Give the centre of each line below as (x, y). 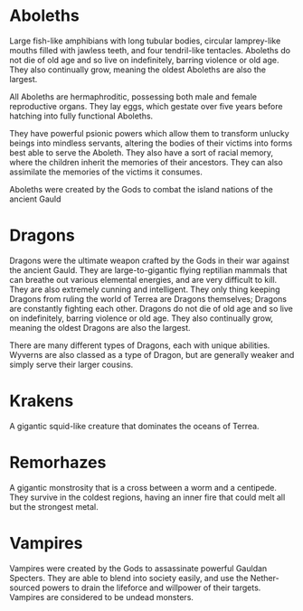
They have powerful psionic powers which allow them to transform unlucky (149, 133)
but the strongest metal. (54, 506)
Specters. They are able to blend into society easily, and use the (129, 578)
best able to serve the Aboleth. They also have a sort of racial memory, (142, 152)
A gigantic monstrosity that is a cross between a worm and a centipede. (143, 487)
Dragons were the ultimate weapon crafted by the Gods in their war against (149, 260)
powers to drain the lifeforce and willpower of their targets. (151, 587)
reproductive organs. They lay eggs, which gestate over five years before (146, 106)
